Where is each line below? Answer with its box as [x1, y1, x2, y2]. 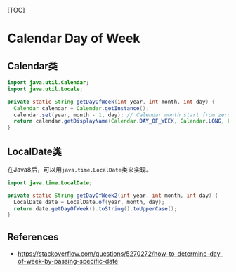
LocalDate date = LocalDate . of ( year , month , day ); [13, 198, 165, 205]
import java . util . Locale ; [7, 86, 83, 93]
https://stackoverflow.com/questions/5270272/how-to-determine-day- [17, 250, 223, 258]
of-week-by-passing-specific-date [17, 257, 119, 266]
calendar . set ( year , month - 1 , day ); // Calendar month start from [13, 111, 216, 118]
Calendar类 [7, 60, 58, 72]
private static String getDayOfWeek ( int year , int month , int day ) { [7, 98, 216, 105]
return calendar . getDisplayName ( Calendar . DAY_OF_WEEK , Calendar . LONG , [13, 118, 225, 125]
